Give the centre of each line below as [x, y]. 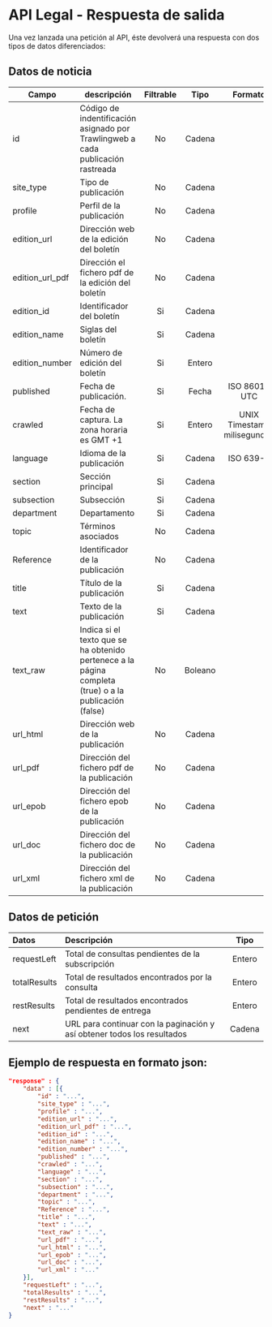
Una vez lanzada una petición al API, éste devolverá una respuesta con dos [134, 37]
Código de [100, 108]
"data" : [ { [43, 1089]
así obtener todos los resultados [126, 1034]
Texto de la [101, 606]
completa [98, 680]
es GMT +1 [101, 440]
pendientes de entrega [108, 1010]
